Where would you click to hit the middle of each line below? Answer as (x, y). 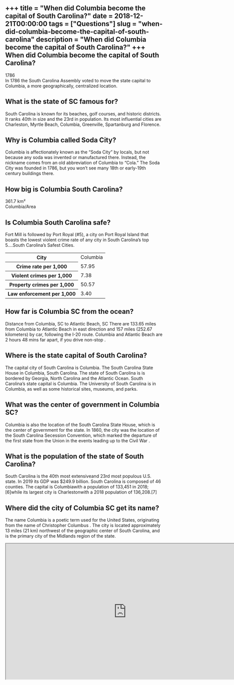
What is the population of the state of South (74, 456)
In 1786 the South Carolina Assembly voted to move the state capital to (78, 80)
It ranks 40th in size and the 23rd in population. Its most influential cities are (83, 119)
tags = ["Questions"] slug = (93, 24)
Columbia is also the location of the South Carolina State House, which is (80, 424)
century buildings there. (30, 174)
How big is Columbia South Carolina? (64, 189)
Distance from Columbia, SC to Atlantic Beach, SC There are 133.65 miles (81, 323)
